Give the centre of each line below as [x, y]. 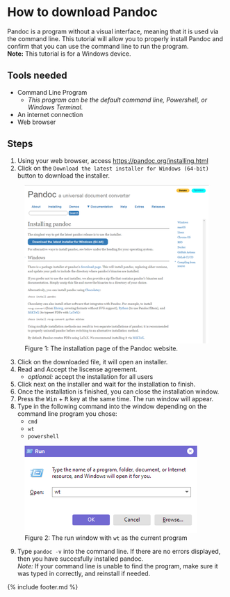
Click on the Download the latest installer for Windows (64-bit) [113, 168]
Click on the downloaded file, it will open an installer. [92, 362]
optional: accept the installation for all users [90, 377]
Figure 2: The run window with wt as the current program [106, 538]
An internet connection [50, 114]
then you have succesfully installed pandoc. [80, 559]
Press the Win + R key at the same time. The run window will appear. [115, 399]
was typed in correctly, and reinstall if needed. [84, 574]
